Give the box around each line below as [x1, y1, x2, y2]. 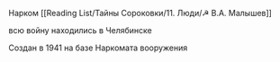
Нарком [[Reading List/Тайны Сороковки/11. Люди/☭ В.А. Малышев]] [8, 8, 272, 18]
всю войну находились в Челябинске [8, 25, 152, 35]
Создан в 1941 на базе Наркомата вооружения [8, 42, 188, 53]
